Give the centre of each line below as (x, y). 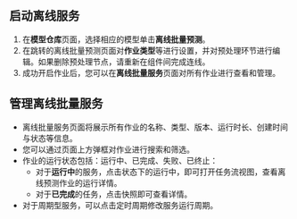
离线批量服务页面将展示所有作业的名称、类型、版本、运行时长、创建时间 (155, 127)
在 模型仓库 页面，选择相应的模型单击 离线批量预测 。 (116, 39)
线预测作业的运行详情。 (78, 182)
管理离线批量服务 (56, 104)
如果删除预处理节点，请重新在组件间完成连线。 (124, 62)
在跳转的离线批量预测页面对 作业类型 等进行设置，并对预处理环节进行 (147, 50)
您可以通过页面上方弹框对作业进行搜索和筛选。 (108, 149)
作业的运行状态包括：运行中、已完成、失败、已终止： (120, 160)
